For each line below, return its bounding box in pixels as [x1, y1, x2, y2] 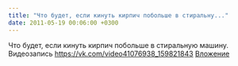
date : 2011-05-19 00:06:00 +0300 [8, 19, 119, 27]
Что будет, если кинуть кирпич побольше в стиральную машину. [8, 40, 228, 49]
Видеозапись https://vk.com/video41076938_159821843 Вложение [8, 49, 230, 58]
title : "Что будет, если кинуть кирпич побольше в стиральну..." [8, 11, 228, 20]
